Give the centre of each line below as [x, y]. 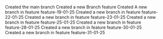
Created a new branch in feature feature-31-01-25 [55, 32]
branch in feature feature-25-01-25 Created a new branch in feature [73, 22]
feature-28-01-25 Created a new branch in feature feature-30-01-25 [73, 27]
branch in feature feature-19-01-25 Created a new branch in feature [73, 12]
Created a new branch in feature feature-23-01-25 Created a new [90, 17]
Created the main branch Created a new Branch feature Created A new [76, 7]
